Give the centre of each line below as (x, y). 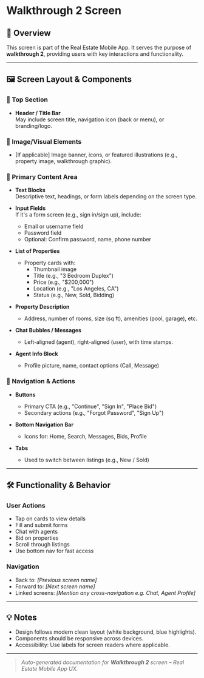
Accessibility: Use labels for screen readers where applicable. (92, 645)
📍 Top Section (27, 99)
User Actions (26, 505)
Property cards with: (50, 263)
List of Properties (37, 251)
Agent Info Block (37, 354)
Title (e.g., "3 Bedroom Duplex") (73, 276)
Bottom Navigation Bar (44, 425)
